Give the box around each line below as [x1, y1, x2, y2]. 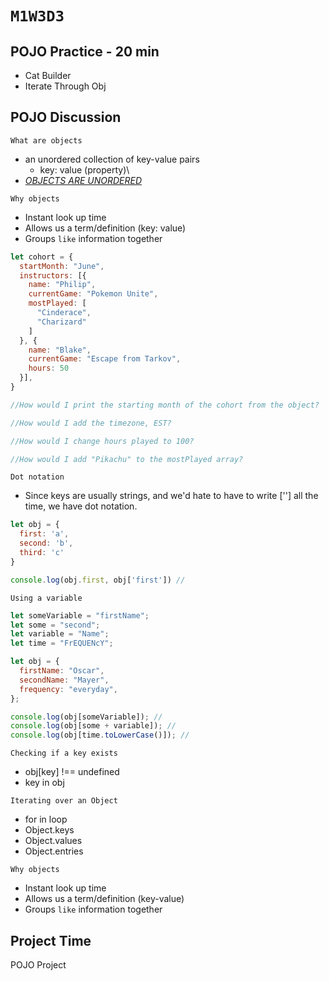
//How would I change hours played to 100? [10, 436, 195, 446]
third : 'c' [19, 548, 65, 558]
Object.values [24, 835, 83, 847]
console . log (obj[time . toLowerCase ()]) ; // [10, 730, 190, 741]
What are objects [10, 135, 83, 146]
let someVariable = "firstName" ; [10, 610, 150, 621]
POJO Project [10, 959, 67, 971]
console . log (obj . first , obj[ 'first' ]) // [10, 575, 186, 585]
